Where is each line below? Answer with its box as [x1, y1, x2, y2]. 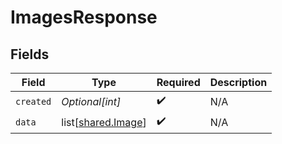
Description [209, 76, 268, 89]
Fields [10, 46, 50, 63]
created [15, 96, 52, 107]
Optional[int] [61, 94, 122, 108]
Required [156, 76, 201, 89]
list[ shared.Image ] [61, 115, 147, 129]
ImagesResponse [10, 6, 158, 29]
